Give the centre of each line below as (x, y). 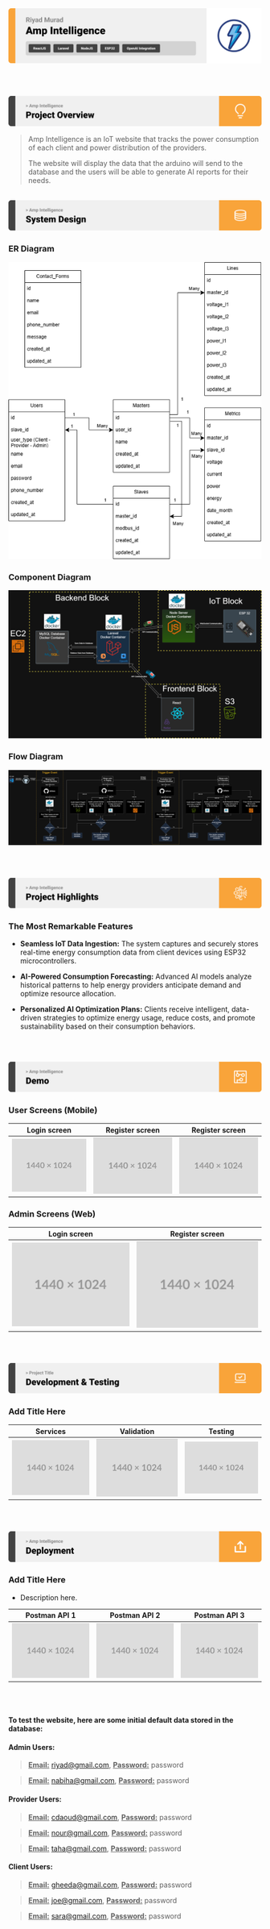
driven (31, 1017)
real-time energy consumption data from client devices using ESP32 (133, 952)
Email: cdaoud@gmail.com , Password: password (110, 1817)
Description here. (49, 1597)
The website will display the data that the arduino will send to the (135, 164)
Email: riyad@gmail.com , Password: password (106, 1765)
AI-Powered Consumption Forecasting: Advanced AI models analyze (136, 976)
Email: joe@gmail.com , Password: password (102, 1900)
